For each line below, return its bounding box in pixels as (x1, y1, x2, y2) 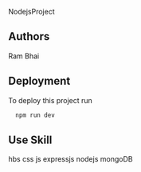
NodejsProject (8, 7, 55, 16)
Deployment (8, 74, 71, 88)
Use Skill (8, 133, 53, 146)
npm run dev (15, 111, 56, 119)
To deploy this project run (8, 95, 93, 105)
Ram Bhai (8, 51, 40, 61)
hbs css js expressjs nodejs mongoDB (8, 154, 133, 164)
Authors (8, 30, 50, 43)
